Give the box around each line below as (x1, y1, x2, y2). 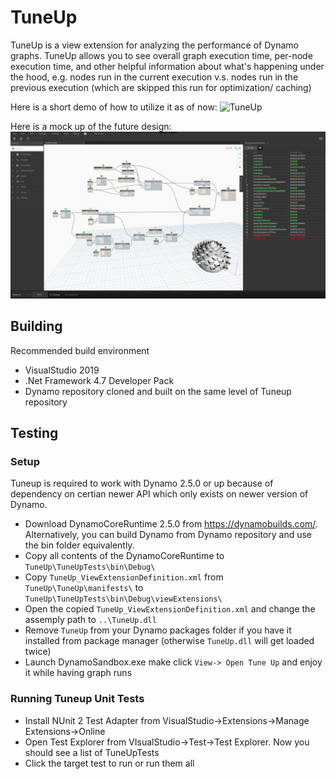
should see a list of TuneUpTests (24, 746, 160, 758)
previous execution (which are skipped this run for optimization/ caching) (10, 81, 312, 93)
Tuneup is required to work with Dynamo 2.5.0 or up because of (10, 477, 274, 490)
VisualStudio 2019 (24, 364, 100, 376)
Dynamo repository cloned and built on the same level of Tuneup (24, 385, 292, 397)
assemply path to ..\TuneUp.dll (24, 614, 157, 626)
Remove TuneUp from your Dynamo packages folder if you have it (24, 624, 292, 636)
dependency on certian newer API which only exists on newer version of (10, 488, 309, 500)
